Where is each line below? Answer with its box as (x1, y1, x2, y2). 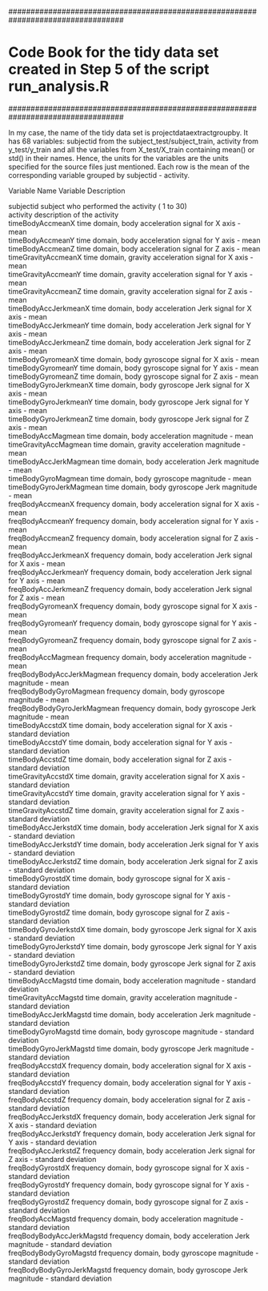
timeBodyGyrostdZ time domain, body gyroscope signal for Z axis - (8, 907, 230, 917)
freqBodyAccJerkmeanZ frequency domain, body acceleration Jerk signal (8, 584, 253, 593)
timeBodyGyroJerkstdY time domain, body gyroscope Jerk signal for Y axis (8, 941, 258, 951)
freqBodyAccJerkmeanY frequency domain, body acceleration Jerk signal (8, 567, 252, 577)
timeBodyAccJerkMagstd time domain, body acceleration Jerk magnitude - (8, 1009, 257, 1020)
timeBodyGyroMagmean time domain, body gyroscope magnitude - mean (8, 473, 252, 483)
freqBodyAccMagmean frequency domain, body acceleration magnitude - (8, 652, 252, 662)
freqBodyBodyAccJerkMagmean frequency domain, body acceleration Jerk (8, 669, 258, 679)
